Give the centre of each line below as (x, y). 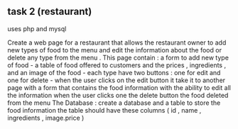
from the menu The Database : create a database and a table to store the (114, 103)
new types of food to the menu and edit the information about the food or (115, 50)
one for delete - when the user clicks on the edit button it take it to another (117, 80)
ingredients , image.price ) (46, 118)
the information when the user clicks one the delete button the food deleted (118, 95)
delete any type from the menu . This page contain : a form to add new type (118, 57)
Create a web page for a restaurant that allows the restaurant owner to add (117, 43)
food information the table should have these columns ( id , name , (104, 110)
